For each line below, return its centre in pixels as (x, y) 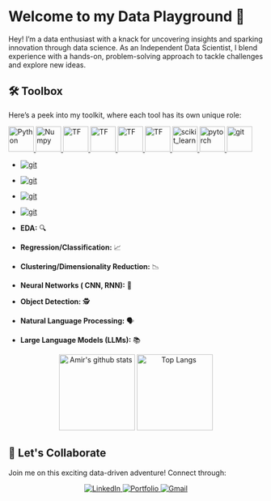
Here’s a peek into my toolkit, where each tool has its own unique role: (125, 115)
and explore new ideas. (47, 65)
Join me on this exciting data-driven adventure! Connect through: (117, 473)
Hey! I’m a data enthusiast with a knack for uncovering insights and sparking (135, 39)
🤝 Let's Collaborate (57, 453)
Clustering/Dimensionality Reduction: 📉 (89, 266)
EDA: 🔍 (33, 228)
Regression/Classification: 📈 (70, 247)
